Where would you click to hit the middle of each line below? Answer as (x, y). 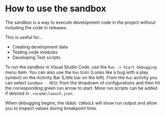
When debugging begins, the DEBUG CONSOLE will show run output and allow (81, 103)
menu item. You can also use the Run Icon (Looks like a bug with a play (77, 72)
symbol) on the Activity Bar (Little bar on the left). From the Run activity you (81, 77)
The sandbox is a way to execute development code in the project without (80, 22)
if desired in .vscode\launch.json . (40, 93)
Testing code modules (35, 52)
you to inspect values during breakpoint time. (51, 108)
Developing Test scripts (36, 57)
